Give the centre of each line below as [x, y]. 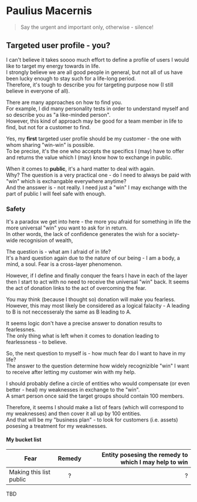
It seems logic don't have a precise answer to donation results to [84, 324]
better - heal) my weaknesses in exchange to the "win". [73, 390]
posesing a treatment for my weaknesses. [57, 426]
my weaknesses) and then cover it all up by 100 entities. [74, 414]
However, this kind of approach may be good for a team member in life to [94, 121]
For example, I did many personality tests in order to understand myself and [97, 108]
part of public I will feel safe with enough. [56, 193]
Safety [16, 208]
